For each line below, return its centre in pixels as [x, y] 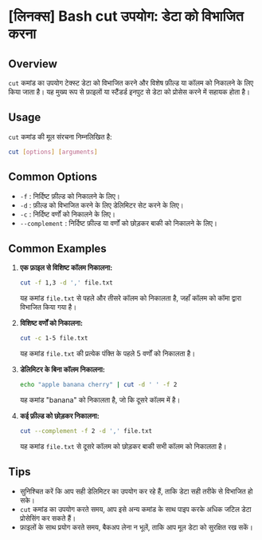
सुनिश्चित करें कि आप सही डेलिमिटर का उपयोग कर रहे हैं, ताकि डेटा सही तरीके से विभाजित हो [136, 491]
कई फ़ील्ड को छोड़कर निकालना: [59, 415]
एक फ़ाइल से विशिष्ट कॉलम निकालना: [66, 268]
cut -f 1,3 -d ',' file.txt [66, 283]
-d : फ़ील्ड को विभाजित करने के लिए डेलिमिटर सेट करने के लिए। [102, 205]
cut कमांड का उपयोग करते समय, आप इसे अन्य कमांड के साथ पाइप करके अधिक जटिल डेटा [136, 509]
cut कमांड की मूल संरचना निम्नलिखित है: [61, 137]
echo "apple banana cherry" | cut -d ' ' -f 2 [98, 385]
